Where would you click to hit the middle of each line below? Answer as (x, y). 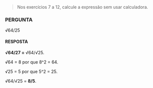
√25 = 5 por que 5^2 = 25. (31, 71)
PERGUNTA (19, 20)
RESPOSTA (17, 42)
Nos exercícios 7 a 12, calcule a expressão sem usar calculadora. (82, 7)
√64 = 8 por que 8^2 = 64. (32, 62)
